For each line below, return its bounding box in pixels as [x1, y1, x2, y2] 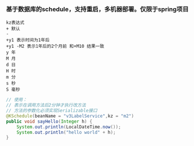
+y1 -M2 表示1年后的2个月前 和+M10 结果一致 [6, 44, 105, 49]
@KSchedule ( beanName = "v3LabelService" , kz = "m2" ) [6, 113, 134, 119]
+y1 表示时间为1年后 [6, 37, 50, 43]
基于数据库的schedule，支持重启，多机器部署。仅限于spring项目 [6, 5, 189, 13]
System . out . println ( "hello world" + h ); [16, 129, 116, 135]
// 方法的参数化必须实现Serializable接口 [6, 108, 98, 114]
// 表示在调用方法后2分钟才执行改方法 [6, 102, 86, 108]
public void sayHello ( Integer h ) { [6, 118, 93, 124]
